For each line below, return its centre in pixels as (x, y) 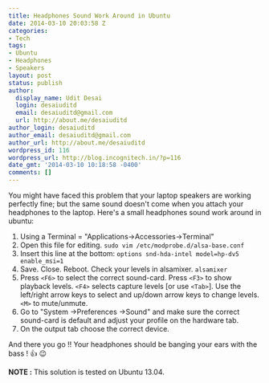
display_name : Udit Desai (59, 98)
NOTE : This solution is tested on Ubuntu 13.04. (86, 372)
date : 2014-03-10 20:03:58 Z (57, 23)
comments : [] (30, 173)
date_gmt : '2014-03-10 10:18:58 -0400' (75, 165)
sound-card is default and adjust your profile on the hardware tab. (129, 320)
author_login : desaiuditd (51, 128)
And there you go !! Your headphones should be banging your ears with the (133, 344)
